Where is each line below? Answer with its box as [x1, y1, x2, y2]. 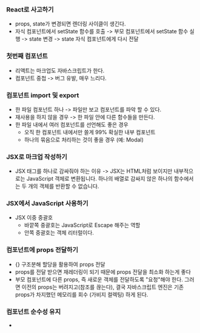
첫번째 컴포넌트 [6, 52, 48, 60]
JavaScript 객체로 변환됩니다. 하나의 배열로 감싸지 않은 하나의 [26, 175, 173, 183]
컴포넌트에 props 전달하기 [6, 246, 79, 254]
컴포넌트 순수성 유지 [6, 307, 61, 315]
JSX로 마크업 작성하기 [6, 152, 68, 161]
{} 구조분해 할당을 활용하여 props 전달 [15, 260, 105, 268]
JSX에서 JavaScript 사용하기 [6, 199, 88, 208]
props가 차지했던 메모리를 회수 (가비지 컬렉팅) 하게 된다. [15, 291, 148, 298]
